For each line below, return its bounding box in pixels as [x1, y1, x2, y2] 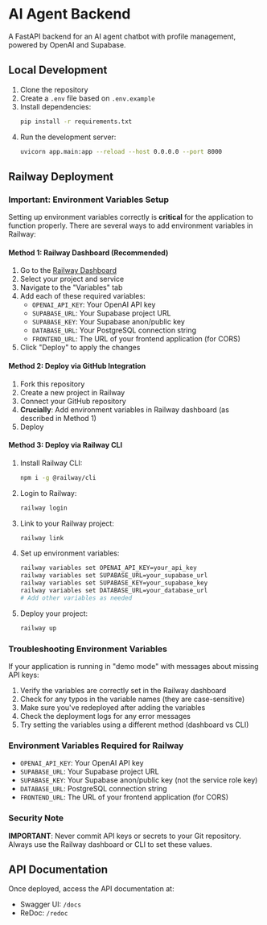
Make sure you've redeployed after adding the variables [19, 702, 206, 712]
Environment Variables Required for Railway [8, 740, 184, 751]
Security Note [8, 812, 64, 824]
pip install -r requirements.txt [19, 118, 133, 126]
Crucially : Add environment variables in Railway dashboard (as [19, 404, 229, 415]
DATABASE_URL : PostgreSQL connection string [19, 784, 167, 794]
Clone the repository [19, 85, 88, 94]
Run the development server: [19, 132, 117, 142]
